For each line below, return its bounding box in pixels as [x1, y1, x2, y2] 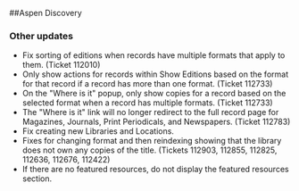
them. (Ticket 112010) [21, 60, 101, 71]
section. [21, 173, 53, 184]
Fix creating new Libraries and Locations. [21, 126, 174, 137]
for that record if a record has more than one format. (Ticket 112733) [21, 79, 273, 89]
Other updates [9, 29, 74, 42]
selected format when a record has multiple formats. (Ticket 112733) [21, 97, 274, 108]
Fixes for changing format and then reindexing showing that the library [21, 136, 282, 146]
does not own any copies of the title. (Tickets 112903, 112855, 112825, [21, 145, 278, 155]
